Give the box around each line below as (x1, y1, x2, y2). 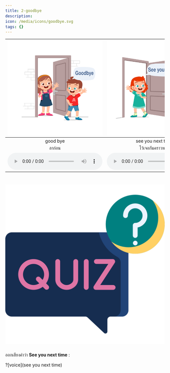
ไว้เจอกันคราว (139, 145, 163, 151)
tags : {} (5, 24, 24, 29)
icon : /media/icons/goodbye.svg (5, 19, 73, 24)
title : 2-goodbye (5, 8, 42, 13)
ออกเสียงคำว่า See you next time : (5, 352, 70, 358)
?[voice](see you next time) (5, 362, 62, 368)
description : (5, 13, 33, 19)
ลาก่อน (49, 145, 61, 151)
